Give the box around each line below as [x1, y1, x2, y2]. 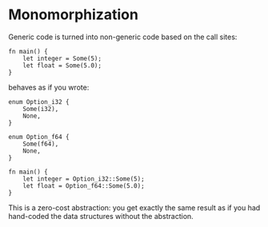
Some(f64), [22, 140, 59, 148]
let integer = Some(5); [22, 54, 102, 62]
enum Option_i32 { [8, 98, 70, 106]
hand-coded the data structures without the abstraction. [8, 211, 194, 221]
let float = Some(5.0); [22, 62, 102, 70]
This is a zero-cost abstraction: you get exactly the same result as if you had [8, 202, 261, 213]
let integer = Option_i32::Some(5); [22, 174, 146, 183]
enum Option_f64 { [8, 133, 70, 141]
